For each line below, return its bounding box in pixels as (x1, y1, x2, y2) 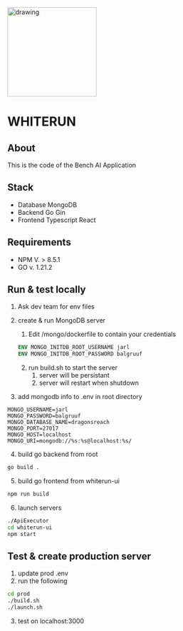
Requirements (7, 236, 71, 248)
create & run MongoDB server (17, 316, 105, 325)
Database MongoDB (17, 200, 77, 209)
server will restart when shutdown (38, 378, 140, 388)
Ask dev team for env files (17, 303, 95, 311)
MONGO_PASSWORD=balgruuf (7, 413, 81, 420)
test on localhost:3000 (17, 617, 84, 625)
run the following (17, 577, 68, 585)
